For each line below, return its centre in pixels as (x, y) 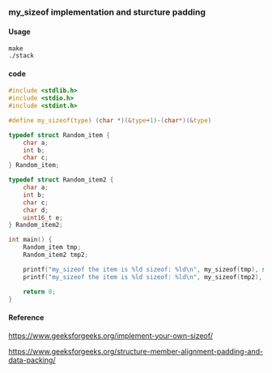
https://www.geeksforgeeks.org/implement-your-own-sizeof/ (110, 336)
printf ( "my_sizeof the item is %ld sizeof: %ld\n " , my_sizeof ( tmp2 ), (143, 277)
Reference (26, 318)
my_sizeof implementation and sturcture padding (107, 12)
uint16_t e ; (43, 217)
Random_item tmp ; (52, 247)
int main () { (30, 240)
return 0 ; (40, 292)
